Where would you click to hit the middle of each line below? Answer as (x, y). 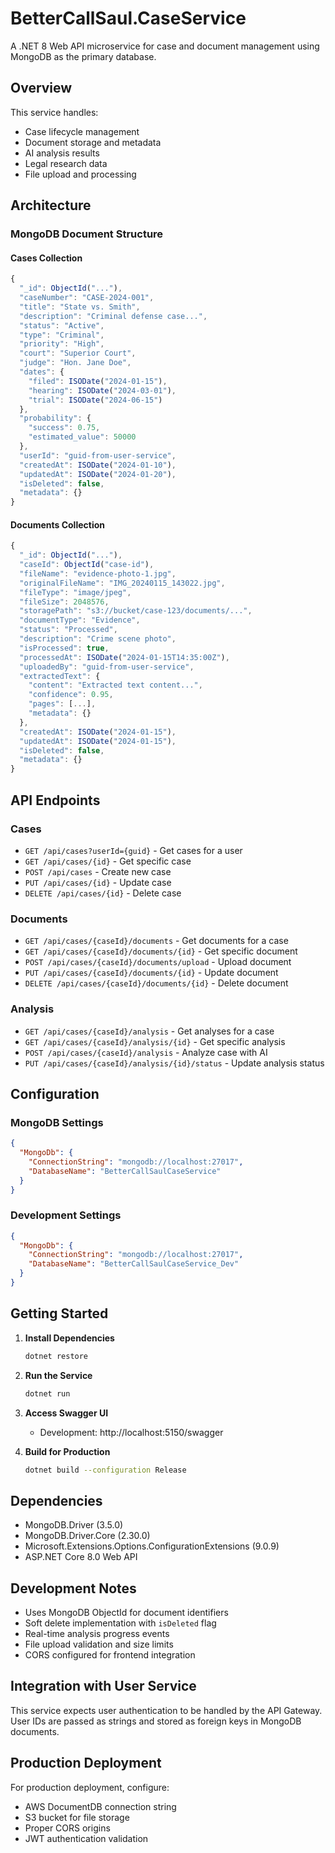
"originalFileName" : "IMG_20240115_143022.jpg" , (122, 583)
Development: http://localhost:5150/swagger (131, 1432)
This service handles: (54, 112)
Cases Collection (46, 258)
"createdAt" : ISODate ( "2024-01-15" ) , (98, 732)
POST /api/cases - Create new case (98, 871)
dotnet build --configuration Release (105, 1470)
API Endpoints (55, 800)
